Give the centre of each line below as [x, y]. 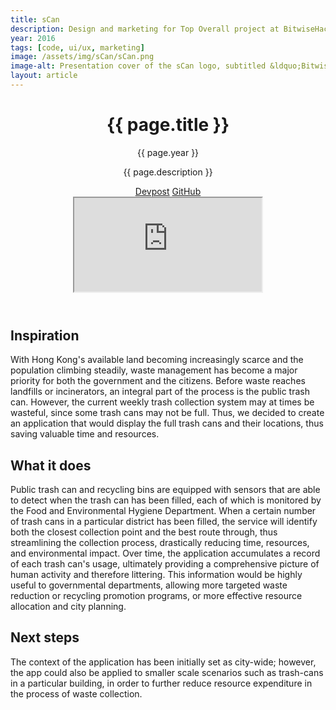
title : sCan [35, 19]
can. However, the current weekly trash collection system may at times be [162, 402]
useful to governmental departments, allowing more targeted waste [149, 585]
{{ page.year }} [168, 152]
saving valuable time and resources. [85, 434]
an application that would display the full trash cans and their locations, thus [167, 423]
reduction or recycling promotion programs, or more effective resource [156, 596]
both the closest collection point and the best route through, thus [144, 532]
